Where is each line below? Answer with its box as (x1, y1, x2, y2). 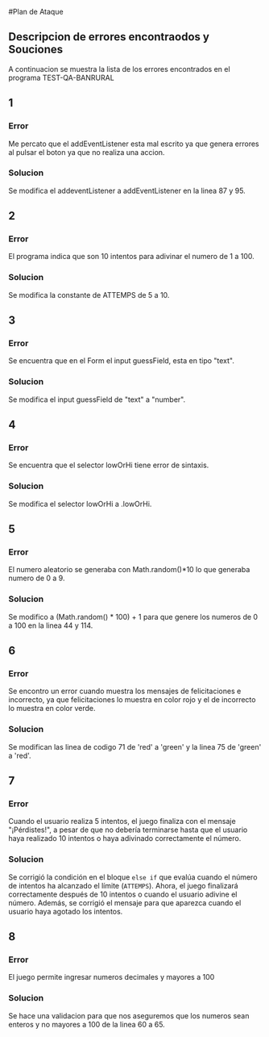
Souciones (8, 43, 63, 56)
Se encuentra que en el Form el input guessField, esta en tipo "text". (8, 356, 235, 366)
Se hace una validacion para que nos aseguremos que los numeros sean (8, 1010, 250, 1020)
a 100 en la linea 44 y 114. (8, 621, 93, 630)
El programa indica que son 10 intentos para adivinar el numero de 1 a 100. (8, 252, 255, 261)
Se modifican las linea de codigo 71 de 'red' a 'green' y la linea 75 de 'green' (8, 742, 262, 751)
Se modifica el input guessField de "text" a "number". (8, 395, 186, 404)
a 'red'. (8, 751, 31, 760)
